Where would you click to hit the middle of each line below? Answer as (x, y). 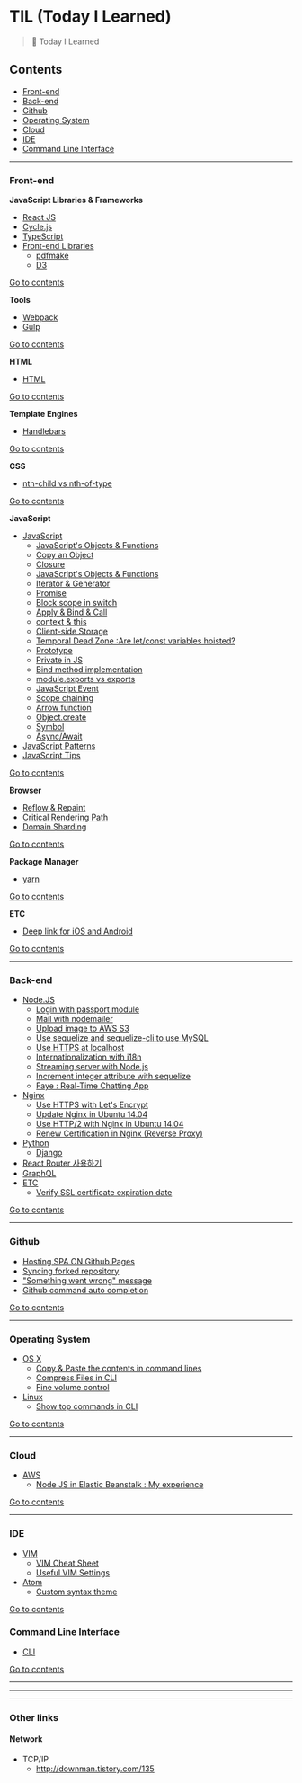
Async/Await (59, 736)
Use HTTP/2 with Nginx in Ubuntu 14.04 (110, 1124)
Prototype (54, 651)
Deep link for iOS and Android (77, 931)
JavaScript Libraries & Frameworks (76, 200)
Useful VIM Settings (73, 1572)
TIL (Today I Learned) (91, 17)
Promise (51, 593)
